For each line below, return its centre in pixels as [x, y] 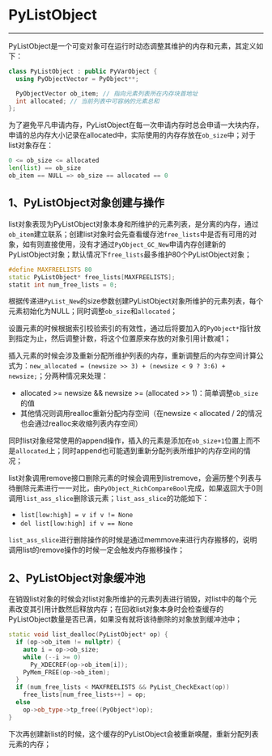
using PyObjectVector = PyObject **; [77, 79]
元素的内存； [30, 744]
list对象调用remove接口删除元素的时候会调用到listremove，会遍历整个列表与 [135, 478]
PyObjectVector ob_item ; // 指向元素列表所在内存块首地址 [107, 93]
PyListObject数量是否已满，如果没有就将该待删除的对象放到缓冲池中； [125, 619]
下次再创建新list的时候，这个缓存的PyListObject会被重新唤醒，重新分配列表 [134, 733]
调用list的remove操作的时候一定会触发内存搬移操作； [97, 550]
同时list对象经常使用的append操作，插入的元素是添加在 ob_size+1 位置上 [127, 441]
